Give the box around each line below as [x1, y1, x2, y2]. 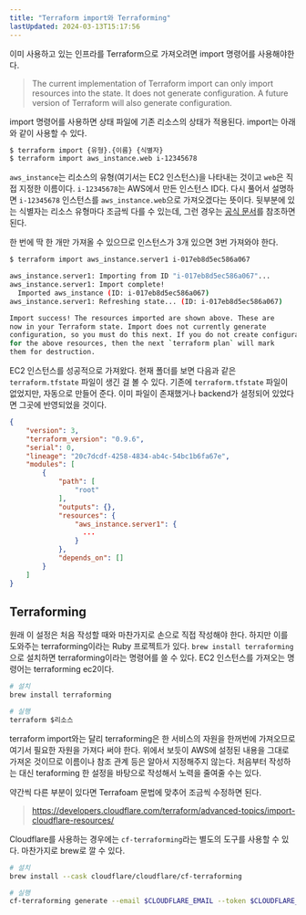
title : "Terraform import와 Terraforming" [9, 13, 171, 23]
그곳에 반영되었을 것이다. [18, 399, 107, 410]
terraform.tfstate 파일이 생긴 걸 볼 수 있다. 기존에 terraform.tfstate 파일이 [9, 376, 289, 387]
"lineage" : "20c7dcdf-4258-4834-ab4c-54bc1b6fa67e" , [25, 451, 230, 461]
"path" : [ [57, 477, 96, 487]
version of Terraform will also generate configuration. [31, 97, 232, 108]
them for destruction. [9, 348, 96, 357]
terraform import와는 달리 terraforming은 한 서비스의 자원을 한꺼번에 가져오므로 [9, 732, 296, 744]
